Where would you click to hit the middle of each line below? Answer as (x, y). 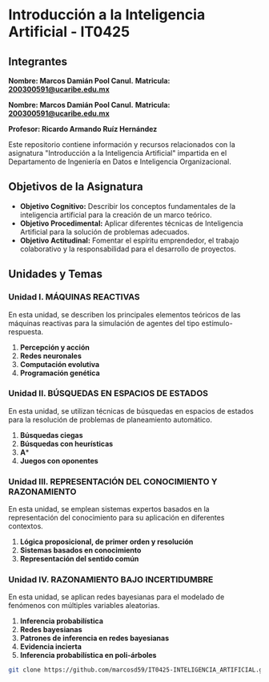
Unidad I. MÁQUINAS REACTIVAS (74, 297)
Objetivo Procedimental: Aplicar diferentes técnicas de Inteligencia (131, 223)
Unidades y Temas (55, 274)
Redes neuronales (51, 356)
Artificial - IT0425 (69, 32)
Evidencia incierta (51, 647)
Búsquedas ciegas (51, 435)
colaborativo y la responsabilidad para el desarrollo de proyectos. (128, 249)
